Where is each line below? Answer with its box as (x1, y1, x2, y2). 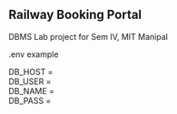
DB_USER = (8, 76, 52, 87)
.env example (8, 49, 59, 60)
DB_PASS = (8, 95, 52, 106)
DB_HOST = (8, 66, 54, 77)
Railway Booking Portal (8, 7, 143, 23)
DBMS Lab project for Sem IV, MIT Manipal (8, 31, 169, 42)
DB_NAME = (8, 85, 55, 96)
